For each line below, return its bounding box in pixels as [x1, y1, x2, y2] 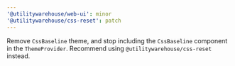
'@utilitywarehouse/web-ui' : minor [6, 10, 112, 18]
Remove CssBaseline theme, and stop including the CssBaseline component [6, 36, 228, 45]
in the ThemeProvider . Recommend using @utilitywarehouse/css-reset [6, 44, 212, 53]
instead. [6, 51, 31, 60]
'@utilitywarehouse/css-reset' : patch [6, 17, 121, 24]
